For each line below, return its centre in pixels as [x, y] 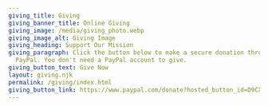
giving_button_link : [43, 90]
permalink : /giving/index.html [60, 82]
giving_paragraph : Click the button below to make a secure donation [126, 53]
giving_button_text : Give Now [59, 68]
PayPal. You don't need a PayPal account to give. [101, 61]
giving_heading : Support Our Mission [71, 45]
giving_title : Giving [44, 16]
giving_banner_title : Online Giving [69, 23]
